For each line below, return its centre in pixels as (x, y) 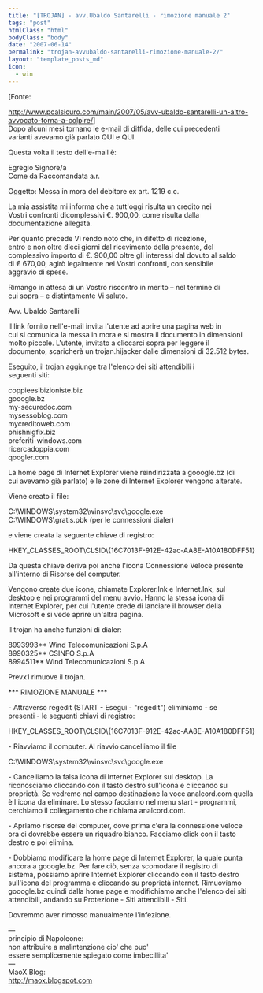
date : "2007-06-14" (40, 45)
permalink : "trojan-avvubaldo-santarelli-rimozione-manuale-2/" (116, 52)
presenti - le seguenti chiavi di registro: (72, 716)
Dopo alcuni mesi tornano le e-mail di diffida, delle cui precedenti (114, 128)
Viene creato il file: (39, 496)
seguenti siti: (29, 374)
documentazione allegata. (50, 223)
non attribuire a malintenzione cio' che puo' (79, 947)
